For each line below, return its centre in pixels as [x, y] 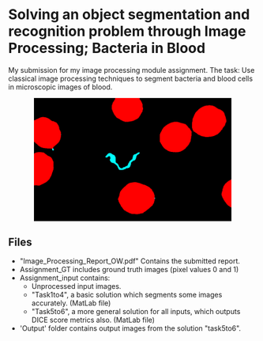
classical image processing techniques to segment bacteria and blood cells [131, 78]
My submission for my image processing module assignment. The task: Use [131, 70]
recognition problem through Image [127, 31]
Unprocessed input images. [76, 286]
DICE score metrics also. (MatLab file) [93, 320]
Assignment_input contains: [65, 278]
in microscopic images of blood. [60, 87]
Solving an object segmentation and [129, 15]
